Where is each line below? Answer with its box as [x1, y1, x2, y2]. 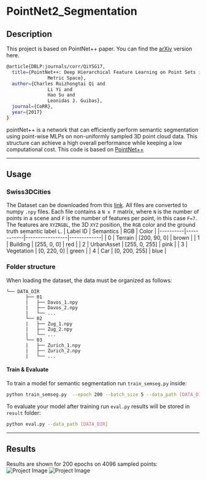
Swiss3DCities [6, 187, 51, 196]
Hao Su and [47, 92, 75, 98]
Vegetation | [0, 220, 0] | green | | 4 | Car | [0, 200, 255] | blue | [6, 247, 167, 254]
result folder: [6, 409, 41, 416]
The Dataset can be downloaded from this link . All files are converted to [6, 202, 188, 209]
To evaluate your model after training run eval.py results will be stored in [6, 403, 190, 410]
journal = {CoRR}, [12, 103, 53, 110]
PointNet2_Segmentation [6, 4, 138, 18]
